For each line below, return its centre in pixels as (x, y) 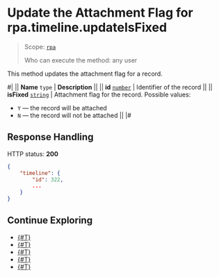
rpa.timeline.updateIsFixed (87, 27)
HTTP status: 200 (33, 153)
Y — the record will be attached (62, 108)
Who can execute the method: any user (81, 60)
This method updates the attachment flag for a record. (85, 74)
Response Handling (50, 137)
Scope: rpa (40, 47)
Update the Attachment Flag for (100, 13)
